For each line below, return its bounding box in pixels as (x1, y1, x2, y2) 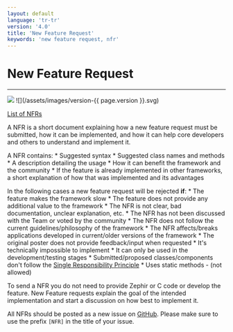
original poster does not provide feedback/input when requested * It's (7, 239, 207, 247)
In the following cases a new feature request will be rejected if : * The (7, 187, 205, 195)
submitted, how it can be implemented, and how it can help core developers (7, 131, 224, 139)
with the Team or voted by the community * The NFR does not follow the (7, 217, 214, 225)
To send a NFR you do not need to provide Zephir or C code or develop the (7, 282, 221, 290)
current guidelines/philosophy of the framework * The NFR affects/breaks (7, 224, 218, 233)
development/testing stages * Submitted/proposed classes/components (7, 254, 214, 262)
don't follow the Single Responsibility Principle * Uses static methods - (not (7, 261, 222, 269)
